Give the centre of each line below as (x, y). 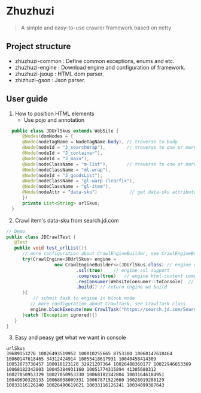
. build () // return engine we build (121, 287)
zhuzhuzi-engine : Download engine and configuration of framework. (100, 67)
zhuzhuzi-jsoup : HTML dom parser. (59, 74)
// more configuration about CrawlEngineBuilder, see (91, 254)
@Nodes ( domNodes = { (48, 136)
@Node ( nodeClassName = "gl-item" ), (66, 187)
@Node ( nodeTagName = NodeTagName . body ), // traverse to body (100, 142)
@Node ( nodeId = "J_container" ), (62, 153)
